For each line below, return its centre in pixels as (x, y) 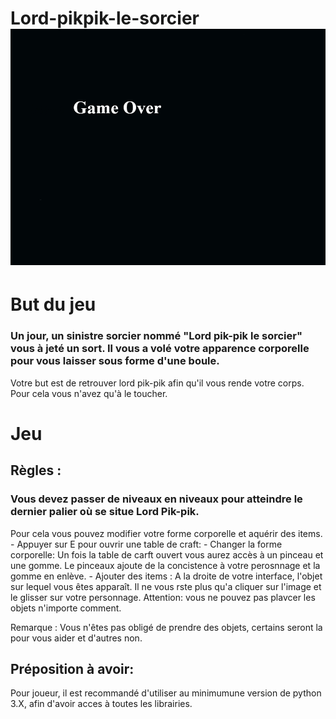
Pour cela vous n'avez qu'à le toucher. (89, 393)
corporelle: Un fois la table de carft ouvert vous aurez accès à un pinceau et (167, 554)
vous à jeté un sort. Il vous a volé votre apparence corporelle (160, 349)
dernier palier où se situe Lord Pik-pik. (105, 512)
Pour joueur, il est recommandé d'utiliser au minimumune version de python (166, 693)
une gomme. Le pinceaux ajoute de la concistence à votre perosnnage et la (165, 565)
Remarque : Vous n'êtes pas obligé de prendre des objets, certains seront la (166, 627)
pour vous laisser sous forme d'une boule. (115, 361)
